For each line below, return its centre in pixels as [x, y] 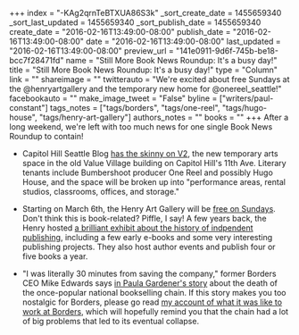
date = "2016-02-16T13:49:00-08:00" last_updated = [183, 41]
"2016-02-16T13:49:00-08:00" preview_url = [91, 51]
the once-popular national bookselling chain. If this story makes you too [154, 293]
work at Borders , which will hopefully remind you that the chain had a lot [155, 311]
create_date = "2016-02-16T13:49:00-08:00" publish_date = [120, 32]
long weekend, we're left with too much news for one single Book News [141, 127]
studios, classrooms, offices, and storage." [101, 192]
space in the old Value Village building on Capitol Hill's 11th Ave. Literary [154, 163]
